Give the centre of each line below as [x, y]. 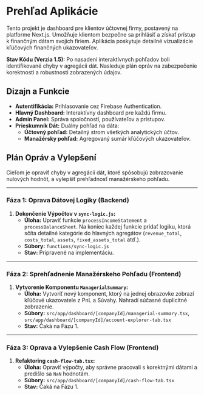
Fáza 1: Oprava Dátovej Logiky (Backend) [68, 201]
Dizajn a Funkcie [38, 92]
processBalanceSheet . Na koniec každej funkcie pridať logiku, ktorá [107, 226]
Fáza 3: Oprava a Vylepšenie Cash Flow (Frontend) [83, 347]
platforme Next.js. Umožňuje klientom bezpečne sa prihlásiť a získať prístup [101, 34]
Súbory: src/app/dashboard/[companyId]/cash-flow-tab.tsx [99, 380]
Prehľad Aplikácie [52, 11]
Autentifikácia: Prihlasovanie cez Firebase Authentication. [88, 106]
